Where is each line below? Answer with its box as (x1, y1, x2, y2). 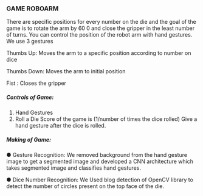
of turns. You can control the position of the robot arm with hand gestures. (6, 31, 193, 38)
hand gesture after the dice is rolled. (15, 122, 106, 129)
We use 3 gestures (6, 38, 53, 45)
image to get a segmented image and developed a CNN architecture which (6, 158, 193, 165)
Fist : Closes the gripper (6, 79, 67, 87)
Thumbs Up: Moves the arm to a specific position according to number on (6, 49, 191, 57)
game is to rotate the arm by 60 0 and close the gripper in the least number (6, 24, 195, 32)
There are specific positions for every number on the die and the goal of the (6, 18, 196, 26)
